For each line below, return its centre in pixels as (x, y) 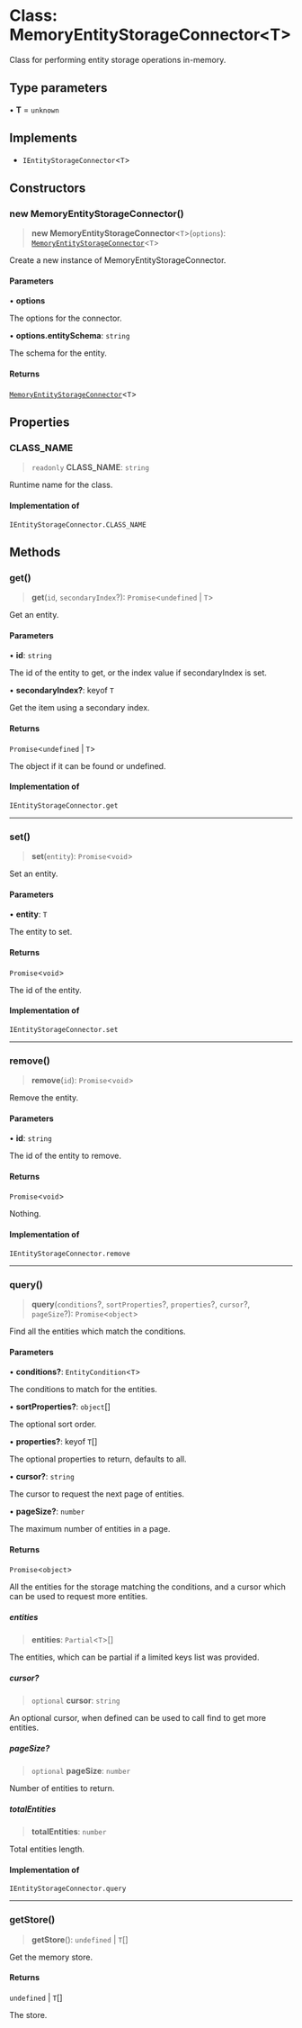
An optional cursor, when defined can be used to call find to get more (138, 1718)
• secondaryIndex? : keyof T (62, 691)
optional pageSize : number (81, 1771)
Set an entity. (34, 874)
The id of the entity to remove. (66, 1156)
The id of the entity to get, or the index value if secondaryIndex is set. (138, 673)
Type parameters (58, 88)
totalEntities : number (69, 1832)
